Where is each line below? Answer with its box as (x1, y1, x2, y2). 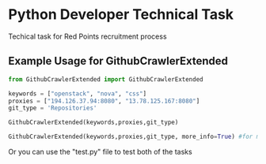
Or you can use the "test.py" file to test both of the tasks (8, 147, 192, 156)
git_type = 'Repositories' (8, 104, 97, 112)
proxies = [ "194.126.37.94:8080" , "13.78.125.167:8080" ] (8, 97, 200, 105)
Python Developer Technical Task (8, 6, 234, 24)
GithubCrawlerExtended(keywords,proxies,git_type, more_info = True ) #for (8, 132, 253, 141)
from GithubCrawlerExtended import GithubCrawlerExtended (8, 75, 203, 84)
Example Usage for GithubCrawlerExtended (8, 54, 228, 68)
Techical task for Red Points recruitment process (8, 32, 168, 41)
